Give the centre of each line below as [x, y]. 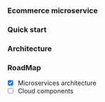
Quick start [27, 29]
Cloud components [45, 91]
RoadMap [24, 67]
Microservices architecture [57, 83]
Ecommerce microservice [52, 11]
